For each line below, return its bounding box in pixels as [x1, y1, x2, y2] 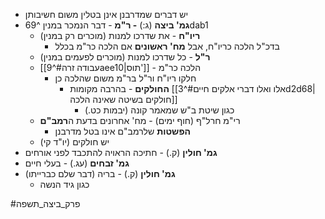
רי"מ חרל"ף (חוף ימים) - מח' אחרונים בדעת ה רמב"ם [39, 115, 241, 126]
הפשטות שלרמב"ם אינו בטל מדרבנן [54, 125, 191, 137]
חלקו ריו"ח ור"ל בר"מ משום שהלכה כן [54, 72, 197, 84]
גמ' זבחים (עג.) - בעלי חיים [24, 157, 130, 169]
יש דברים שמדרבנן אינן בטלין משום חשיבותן [24, 9, 189, 20]
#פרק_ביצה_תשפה [10, 198, 81, 209]
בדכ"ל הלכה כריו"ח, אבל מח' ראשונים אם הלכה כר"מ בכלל [54, 40, 280, 52]
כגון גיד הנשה [39, 179, 90, 190]
